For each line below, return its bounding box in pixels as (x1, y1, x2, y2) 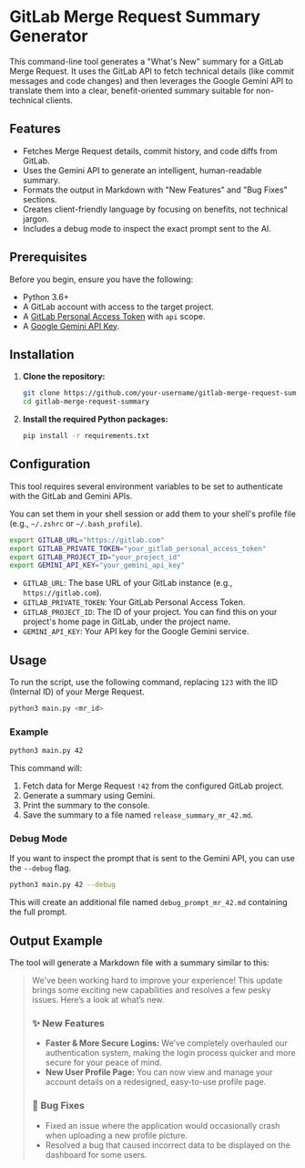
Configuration (9, 456, 91, 472)
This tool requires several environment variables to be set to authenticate (9, 481, 284, 492)
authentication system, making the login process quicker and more (45, 1048, 296, 1058)
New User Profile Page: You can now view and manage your (45, 1067, 273, 1078)
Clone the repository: (22, 371, 106, 382)
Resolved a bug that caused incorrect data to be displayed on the (45, 1139, 291, 1151)
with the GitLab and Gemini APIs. (9, 490, 133, 501)
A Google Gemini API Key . (22, 320, 120, 331)
